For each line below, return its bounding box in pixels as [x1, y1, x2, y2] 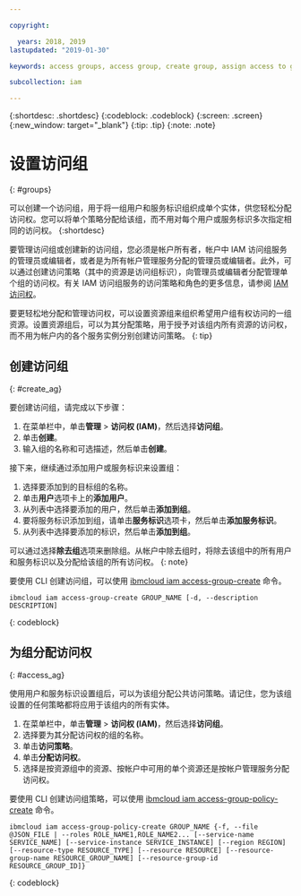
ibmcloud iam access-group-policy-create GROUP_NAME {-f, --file [9, 822, 258, 831]
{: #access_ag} [9, 669, 65, 680]
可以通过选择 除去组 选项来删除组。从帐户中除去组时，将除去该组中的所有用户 [9, 545, 292, 556]
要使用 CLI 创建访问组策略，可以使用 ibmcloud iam [9, 793, 196, 804]
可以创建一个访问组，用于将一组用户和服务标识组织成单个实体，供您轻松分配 [9, 202, 292, 213]
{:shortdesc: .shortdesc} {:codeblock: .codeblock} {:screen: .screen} [9, 110, 263, 121]
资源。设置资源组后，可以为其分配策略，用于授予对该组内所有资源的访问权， [9, 319, 292, 330]
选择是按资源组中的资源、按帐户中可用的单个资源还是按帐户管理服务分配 [21, 762, 289, 773]
